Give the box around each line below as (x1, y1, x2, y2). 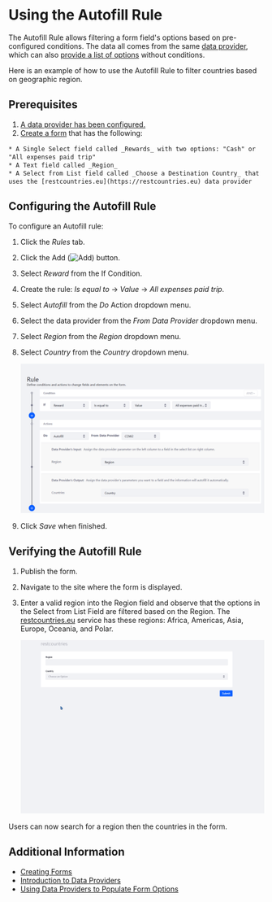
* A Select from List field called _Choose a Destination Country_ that (8, 169, 260, 177)
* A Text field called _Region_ (8, 161, 118, 169)
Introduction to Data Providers (19, 875, 122, 885)
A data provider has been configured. (19, 120, 146, 129)
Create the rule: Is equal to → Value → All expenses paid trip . (19, 284, 225, 294)
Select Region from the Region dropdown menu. (19, 331, 181, 341)
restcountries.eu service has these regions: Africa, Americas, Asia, (19, 615, 244, 625)
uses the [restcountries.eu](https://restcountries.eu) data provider (8, 177, 253, 185)
